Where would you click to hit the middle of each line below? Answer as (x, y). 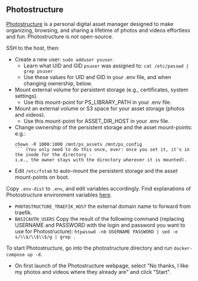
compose (16, 254)
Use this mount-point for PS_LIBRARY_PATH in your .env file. (97, 102)
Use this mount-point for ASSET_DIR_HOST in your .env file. (96, 121)
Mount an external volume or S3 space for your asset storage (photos (100, 108)
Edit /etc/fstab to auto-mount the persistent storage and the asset (96, 171)
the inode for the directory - (53, 155)
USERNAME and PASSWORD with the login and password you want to (100, 225)
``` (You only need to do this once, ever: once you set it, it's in (102, 149)
